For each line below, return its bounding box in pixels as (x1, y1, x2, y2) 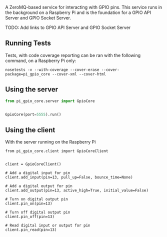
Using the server (5, 85, 58, 94)
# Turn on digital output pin (5, 197, 68, 202)
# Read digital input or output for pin (5, 223, 91, 228)
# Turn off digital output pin (5, 210, 70, 215)
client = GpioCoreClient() (5, 162, 61, 167)
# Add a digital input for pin (5, 170, 70, 175)
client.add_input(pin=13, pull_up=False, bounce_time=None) (5, 175, 133, 180)
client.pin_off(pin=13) (5, 214, 55, 219)
